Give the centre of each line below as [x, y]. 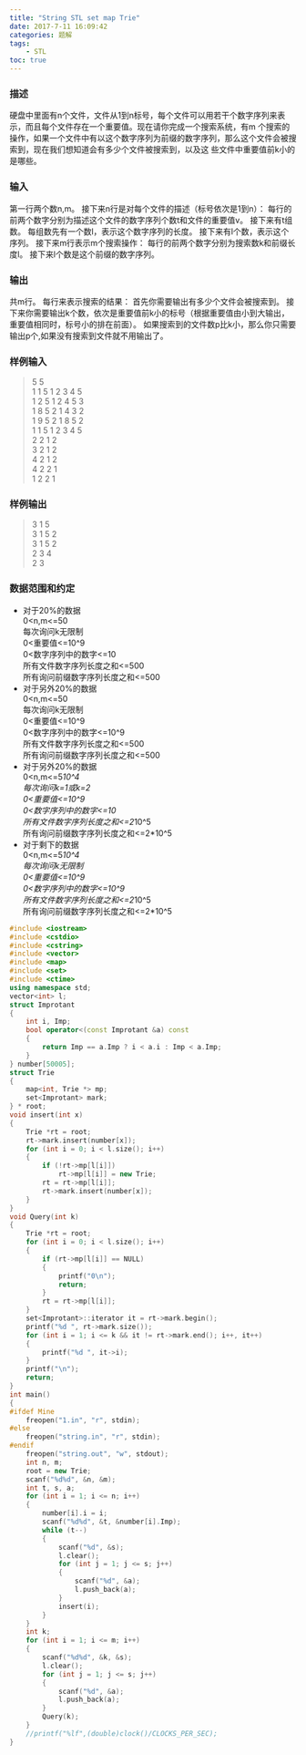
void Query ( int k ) [44, 1217]
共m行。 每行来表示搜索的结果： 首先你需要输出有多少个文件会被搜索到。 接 [152, 301]
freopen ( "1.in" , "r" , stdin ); [83, 1420]
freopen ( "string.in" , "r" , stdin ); [93, 1437]
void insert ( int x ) [46, 1115]
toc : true [28, 60]
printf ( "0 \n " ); [87, 1276]
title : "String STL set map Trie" [75, 18]
